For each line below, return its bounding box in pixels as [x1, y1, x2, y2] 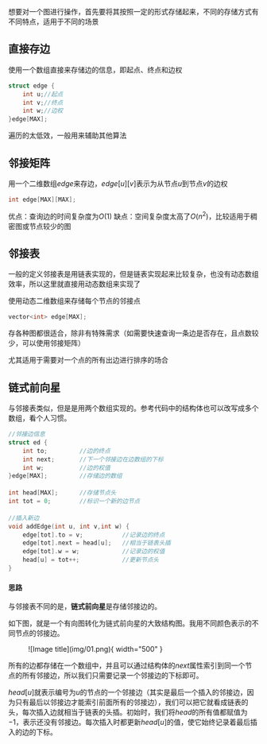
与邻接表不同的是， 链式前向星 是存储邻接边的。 [8, 602, 161, 611]
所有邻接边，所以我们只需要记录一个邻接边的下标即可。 [21, 671, 203, 680]
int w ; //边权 [22, 107, 64, 115]
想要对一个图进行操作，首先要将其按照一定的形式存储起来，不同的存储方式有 [8, 7, 259, 16]
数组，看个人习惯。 [8, 413, 72, 423]
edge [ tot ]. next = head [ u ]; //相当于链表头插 [22, 539, 171, 547]
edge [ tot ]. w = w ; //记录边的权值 [22, 548, 165, 556]
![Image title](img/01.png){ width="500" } [28, 645, 163, 654]
